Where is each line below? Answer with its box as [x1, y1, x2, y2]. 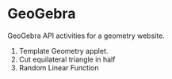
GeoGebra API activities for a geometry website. [7, 31, 166, 40]
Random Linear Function [18, 62, 99, 72]
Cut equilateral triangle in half [18, 55, 116, 64]
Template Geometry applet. [18, 46, 109, 55]
